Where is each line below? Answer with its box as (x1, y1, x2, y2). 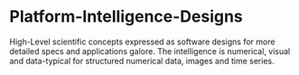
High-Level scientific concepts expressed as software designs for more (9, 36, 276, 47)
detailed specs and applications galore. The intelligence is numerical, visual (9, 45, 291, 56)
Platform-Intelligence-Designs (9, 6, 244, 27)
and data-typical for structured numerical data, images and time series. (9, 55, 276, 66)
